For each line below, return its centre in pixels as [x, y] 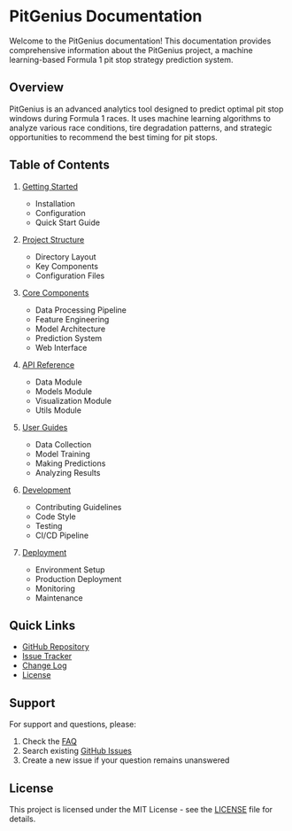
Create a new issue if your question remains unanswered [126, 760]
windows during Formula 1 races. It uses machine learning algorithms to [140, 118]
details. [23, 819]
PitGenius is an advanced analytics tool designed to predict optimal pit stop [146, 109]
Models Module [64, 391]
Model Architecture [70, 329]
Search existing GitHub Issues [77, 751]
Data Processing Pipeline [81, 310]
